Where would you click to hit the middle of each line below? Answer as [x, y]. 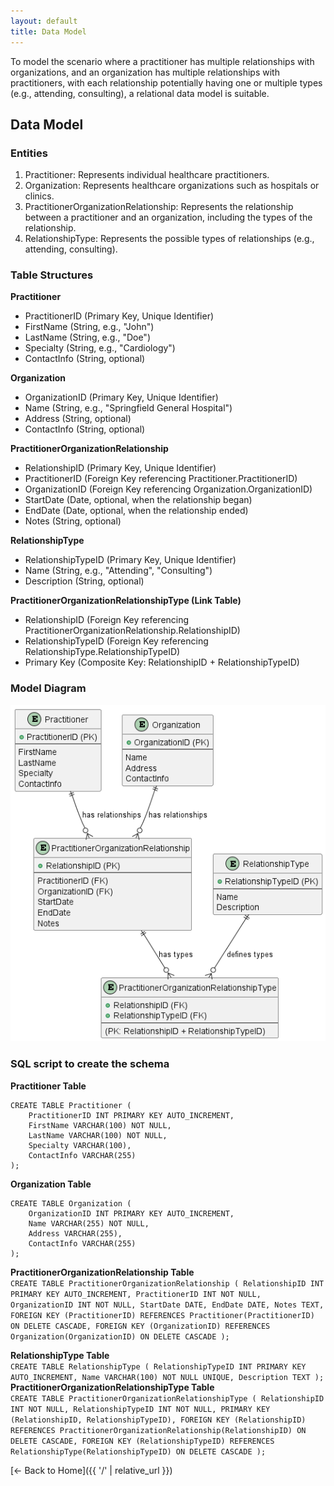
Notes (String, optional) [73, 521]
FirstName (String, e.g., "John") [89, 327]
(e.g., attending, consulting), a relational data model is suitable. [140, 93]
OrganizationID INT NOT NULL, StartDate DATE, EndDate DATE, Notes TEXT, [167, 1305]
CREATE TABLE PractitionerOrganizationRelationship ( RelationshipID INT [167, 1283]
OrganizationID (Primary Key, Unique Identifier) [121, 397]
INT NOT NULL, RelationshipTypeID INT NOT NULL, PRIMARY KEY [140, 1409]
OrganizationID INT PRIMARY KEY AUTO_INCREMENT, [131, 1213]
